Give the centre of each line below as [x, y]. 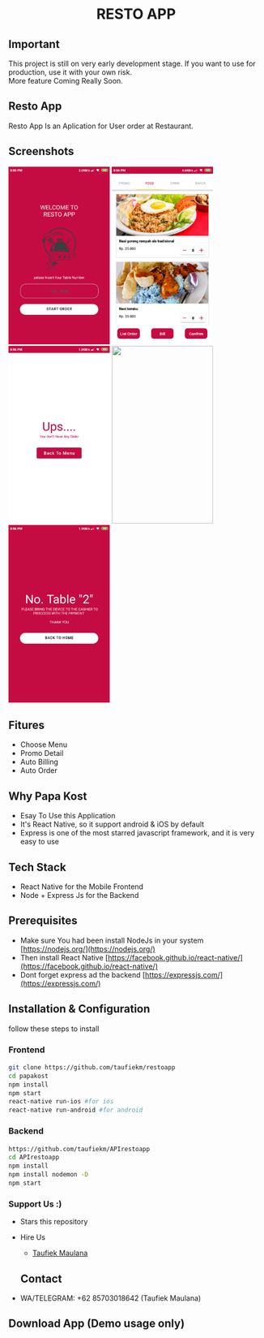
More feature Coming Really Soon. [66, 81]
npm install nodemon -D [49, 1175]
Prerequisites [43, 921]
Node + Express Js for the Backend [79, 896]
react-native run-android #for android [76, 1110]
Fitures [27, 725]
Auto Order [39, 770]
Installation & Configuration [79, 1009]
